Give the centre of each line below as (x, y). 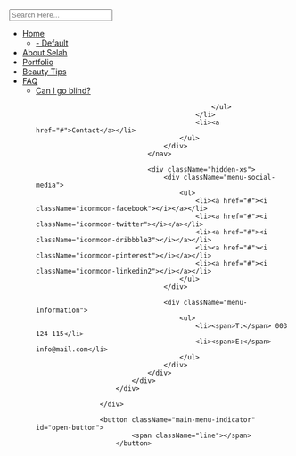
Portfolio (38, 62)
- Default (52, 43)
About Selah (45, 52)
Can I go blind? (63, 90)
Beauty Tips (44, 72)
